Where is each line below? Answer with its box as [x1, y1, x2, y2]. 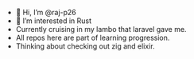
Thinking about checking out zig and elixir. [15, 41, 155, 51]
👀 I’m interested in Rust [15, 16, 92, 26]
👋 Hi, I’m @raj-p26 [15, 8, 77, 17]
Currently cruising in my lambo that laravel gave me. [15, 25, 187, 33]
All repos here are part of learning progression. [15, 33, 170, 42]
